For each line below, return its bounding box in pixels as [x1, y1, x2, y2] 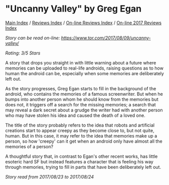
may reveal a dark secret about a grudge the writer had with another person [5, 107, 163, 113]
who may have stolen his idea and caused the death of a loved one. [5, 112, 145, 118]
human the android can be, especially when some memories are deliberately [5, 70, 164, 76]
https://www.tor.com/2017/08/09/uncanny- [61, 35, 151, 41]
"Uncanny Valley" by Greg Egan [5, 3, 142, 15]
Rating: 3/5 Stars [5, 50, 40, 56]
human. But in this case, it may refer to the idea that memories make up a [5, 133, 157, 139]
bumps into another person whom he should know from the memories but [5, 96, 159, 102]
